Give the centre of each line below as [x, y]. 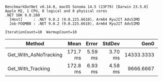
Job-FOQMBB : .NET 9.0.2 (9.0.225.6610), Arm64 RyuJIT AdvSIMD [74, 24]
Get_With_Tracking [29, 69]
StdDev [111, 44]
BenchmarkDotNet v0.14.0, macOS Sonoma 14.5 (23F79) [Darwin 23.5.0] [77, 7]
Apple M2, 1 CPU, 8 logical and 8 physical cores [56, 11]
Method [35, 44]
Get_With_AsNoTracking [35, 55]
